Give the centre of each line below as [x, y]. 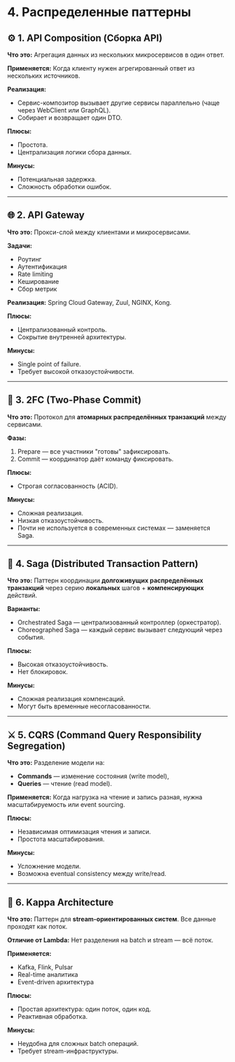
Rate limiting [35, 274]
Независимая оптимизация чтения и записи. [84, 832]
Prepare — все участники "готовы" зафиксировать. [94, 451]
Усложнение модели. [49, 866]
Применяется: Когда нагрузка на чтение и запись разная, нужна [105, 797]
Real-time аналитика [48, 975]
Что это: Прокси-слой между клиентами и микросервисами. [99, 232]
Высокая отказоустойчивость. [63, 664]
